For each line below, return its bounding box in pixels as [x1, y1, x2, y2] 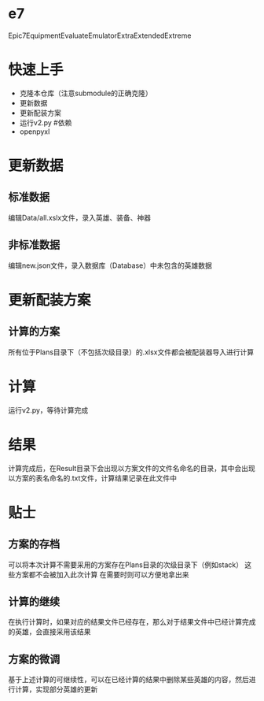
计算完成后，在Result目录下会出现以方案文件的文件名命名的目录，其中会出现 [8, 463, 255, 473]
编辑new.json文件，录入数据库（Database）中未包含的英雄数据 [8, 261, 212, 270]
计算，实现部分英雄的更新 [14, 684, 98, 694]
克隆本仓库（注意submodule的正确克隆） [19, 88, 153, 98]
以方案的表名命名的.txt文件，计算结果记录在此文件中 [8, 473, 178, 483]
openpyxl [19, 127, 50, 136]
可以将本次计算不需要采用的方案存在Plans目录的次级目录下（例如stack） [8, 560, 244, 569]
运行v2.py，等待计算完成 [8, 405, 89, 414]
